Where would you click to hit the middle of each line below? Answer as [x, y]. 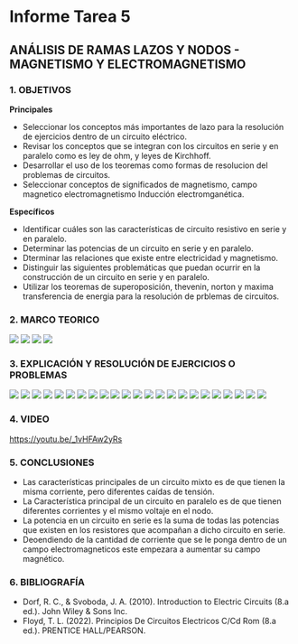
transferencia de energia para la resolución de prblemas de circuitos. [151, 296]
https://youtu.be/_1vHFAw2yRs [66, 439]
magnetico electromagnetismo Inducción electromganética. [133, 194]
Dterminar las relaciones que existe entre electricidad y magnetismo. [150, 257]
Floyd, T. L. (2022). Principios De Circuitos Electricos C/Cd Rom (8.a [149, 621]
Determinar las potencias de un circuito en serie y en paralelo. [138, 248]
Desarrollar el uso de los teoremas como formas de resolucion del [145, 165]
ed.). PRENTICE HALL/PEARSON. [84, 630]
